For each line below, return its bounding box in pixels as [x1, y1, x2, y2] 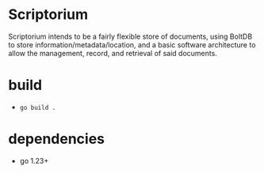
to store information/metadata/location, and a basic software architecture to [8, 39, 256, 49]
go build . [19, 103, 56, 111]
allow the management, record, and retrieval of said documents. [8, 48, 218, 58]
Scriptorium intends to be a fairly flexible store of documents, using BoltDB [8, 32, 253, 41]
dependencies [8, 130, 105, 148]
